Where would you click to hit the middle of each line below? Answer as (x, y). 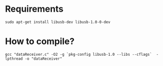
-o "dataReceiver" (44, 59)
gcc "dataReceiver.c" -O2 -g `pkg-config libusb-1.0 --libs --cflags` (79, 54)
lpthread (14, 59)
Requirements (34, 9)
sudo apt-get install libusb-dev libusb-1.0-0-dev (58, 22)
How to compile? (40, 41)
